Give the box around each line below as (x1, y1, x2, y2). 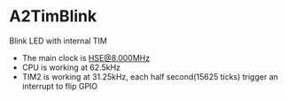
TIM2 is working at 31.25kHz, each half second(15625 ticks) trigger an (21, 71, 279, 81)
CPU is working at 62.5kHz (21, 62, 121, 73)
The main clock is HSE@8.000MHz (21, 52, 151, 63)
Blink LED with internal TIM (9, 35, 108, 46)
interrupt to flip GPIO (21, 81, 98, 91)
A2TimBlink (9, 6, 97, 27)
